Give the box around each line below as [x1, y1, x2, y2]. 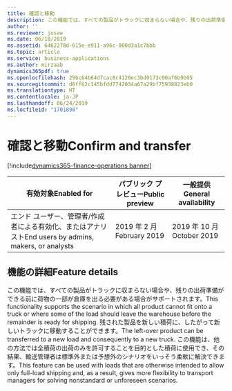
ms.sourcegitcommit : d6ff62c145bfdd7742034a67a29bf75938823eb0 [7, 81, 193, 88]
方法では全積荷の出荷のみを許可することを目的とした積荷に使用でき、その [12, 343, 225, 352]
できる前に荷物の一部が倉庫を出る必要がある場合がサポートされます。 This [7, 294, 219, 303]
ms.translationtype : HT [7, 87, 76, 94]
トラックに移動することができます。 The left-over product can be [19, 326, 204, 334]
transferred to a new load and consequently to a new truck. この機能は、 [7, 335, 214, 343]
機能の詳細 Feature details [7, 266, 119, 278]
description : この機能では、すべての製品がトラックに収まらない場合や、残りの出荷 [7, 17, 216, 23]
